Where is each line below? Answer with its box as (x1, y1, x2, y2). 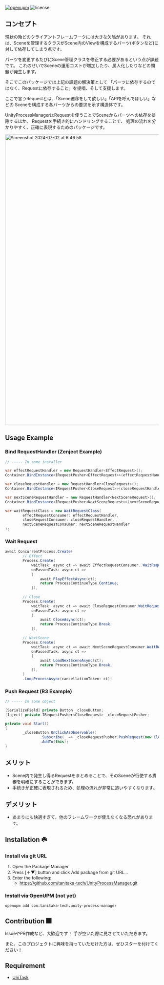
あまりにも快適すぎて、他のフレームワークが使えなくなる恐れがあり (12, 814, 149, 820)
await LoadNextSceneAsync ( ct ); (40, 658, 104, 663)
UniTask (12, 974, 29, 980)
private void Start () (5, 721, 49, 726)
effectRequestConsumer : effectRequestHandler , (22, 513, 119, 518)
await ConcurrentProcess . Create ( (5, 549, 73, 554)
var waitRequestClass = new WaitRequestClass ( (5, 508, 102, 513)
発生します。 (13, 68, 39, 74)
